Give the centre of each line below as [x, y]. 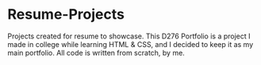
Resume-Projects [66, 14]
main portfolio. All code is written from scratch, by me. [96, 52]
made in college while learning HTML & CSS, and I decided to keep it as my [130, 44]
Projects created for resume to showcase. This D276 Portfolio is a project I [129, 36]
